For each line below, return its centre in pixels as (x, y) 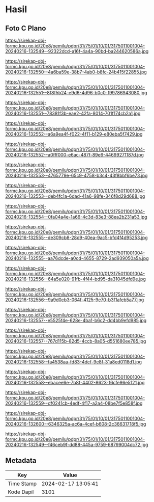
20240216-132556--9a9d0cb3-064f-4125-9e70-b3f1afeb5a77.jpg (75, 300)
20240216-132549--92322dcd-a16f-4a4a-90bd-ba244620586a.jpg (77, 51)
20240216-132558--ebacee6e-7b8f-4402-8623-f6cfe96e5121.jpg (75, 382)
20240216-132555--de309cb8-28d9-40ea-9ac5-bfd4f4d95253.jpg (76, 237)
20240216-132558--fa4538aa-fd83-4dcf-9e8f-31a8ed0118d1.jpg (74, 362)
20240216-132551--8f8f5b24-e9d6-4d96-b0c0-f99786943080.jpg (76, 93)
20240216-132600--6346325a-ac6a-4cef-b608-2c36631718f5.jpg (76, 424)
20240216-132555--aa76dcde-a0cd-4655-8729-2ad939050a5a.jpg (77, 258)
